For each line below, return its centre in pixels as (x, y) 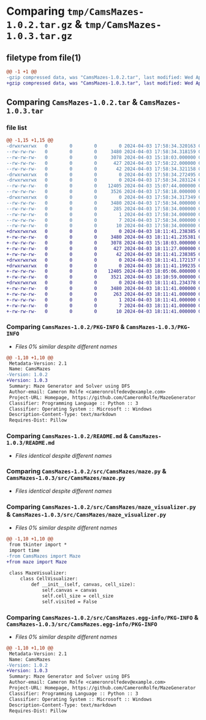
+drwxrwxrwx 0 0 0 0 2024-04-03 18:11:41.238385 (101, 232)
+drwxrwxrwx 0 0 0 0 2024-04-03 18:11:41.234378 (101, 283)
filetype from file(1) (44, 57)
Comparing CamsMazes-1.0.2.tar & (72, 102)
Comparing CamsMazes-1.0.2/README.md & (67, 436)
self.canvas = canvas (70, 590)
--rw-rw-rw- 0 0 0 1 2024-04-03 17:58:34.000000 (101, 214)
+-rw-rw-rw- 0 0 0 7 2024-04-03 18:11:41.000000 (101, 305)
